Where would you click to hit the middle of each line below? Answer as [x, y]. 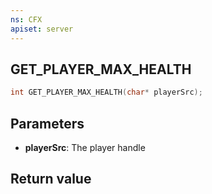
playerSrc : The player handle [85, 147]
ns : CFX [26, 19]
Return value [51, 179]
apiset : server [42, 29]
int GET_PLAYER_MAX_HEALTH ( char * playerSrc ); [106, 92]
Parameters [47, 123]
